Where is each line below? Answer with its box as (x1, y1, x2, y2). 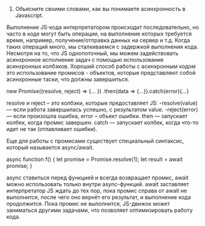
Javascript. (15, 12, 44, 19)
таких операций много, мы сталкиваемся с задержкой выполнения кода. (6, 43, 199, 50)
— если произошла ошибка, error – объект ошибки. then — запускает (6, 113, 188, 119)
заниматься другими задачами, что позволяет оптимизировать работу (6, 206, 193, 214)
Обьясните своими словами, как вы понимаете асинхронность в (15, 6, 185, 12)
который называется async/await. (6, 144, 94, 151)
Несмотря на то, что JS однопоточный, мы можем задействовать (6, 50, 179, 57)
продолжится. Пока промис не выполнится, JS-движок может (6, 200, 170, 207)
